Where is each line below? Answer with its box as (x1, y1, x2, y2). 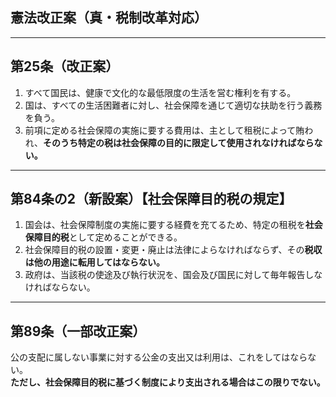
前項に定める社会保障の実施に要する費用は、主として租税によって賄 (24, 124, 305, 136)
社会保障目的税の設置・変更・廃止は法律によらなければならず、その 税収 (24, 244, 323, 256)
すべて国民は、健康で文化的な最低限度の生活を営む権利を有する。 (24, 86, 297, 98)
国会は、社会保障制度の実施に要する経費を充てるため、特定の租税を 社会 (24, 219, 323, 231)
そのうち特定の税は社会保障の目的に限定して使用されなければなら (42, 136, 315, 148)
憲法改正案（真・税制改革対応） (10, 9, 208, 27)
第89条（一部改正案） (10, 323, 147, 340)
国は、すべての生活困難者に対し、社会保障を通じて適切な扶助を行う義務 (24, 99, 323, 111)
